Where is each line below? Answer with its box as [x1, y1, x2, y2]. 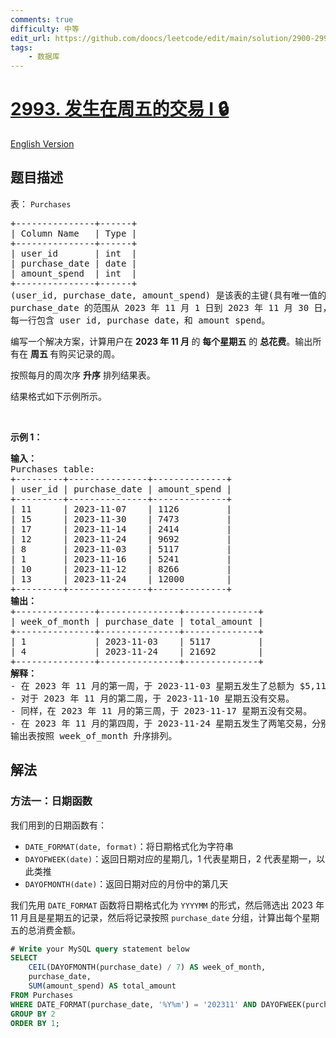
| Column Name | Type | [10, 227, 138, 239]
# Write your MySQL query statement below [10, 944, 190, 954]
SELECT [10, 953, 38, 963]
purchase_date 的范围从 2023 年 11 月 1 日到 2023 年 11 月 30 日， [10, 302, 332, 313]
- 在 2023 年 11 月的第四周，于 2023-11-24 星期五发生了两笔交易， [10, 717, 313, 729]
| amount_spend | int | [10, 267, 138, 279]
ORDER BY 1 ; [10, 1018, 60, 1028]
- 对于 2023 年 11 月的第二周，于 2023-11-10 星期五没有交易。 [10, 692, 295, 704]
